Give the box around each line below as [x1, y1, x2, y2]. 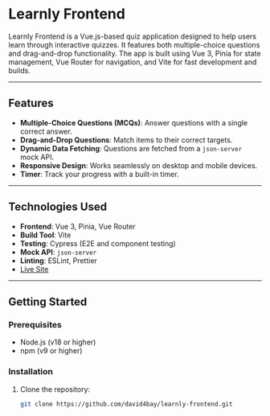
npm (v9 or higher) [19, 346, 83, 356]
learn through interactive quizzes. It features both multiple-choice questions [8, 39, 260, 49]
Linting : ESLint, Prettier [19, 255, 98, 266]
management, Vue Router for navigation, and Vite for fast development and [8, 57, 257, 67]
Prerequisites [8, 319, 62, 330]
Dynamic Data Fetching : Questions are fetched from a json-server [19, 143, 243, 153]
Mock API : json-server [19, 247, 97, 257]
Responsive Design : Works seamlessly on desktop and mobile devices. [19, 160, 258, 170]
